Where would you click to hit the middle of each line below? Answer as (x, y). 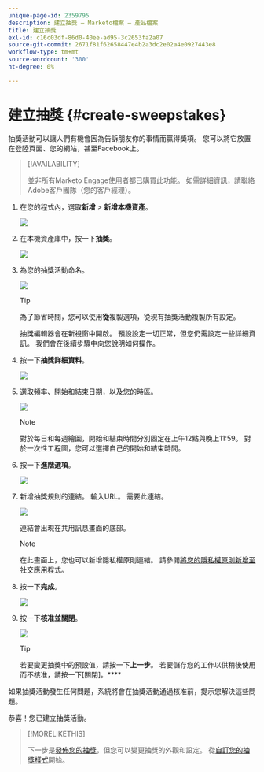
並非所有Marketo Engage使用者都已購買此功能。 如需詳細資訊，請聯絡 (141, 180)
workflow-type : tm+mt (44, 52)
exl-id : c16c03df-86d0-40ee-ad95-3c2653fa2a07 (86, 37)
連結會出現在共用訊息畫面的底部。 (75, 528)
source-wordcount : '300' (49, 60)
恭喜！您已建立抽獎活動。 (49, 718)
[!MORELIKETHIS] (56, 733)
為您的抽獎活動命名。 (54, 269)
